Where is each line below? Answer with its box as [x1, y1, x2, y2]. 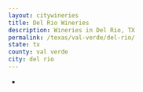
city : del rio [8, 56, 55, 64]
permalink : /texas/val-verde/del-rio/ [8, 33, 135, 42]
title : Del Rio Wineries [8, 19, 90, 27]
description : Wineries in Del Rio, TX [8, 26, 135, 34]
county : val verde [8, 48, 68, 56]
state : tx [8, 41, 41, 49]
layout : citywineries [8, 11, 79, 20]
